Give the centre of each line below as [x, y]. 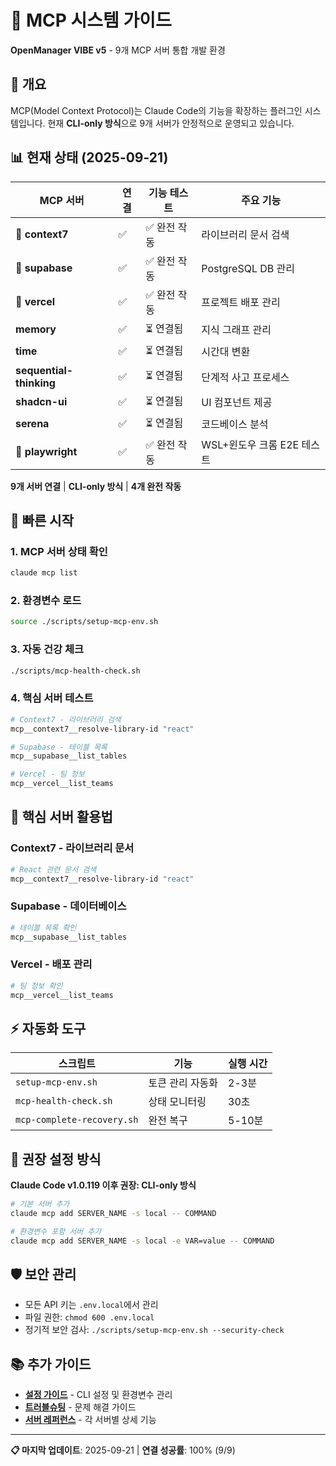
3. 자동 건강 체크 [47, 649]
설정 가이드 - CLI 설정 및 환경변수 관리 [98, 1395]
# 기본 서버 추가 [40, 1204]
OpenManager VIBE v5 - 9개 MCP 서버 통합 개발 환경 [118, 50]
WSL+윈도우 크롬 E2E [250, 444]
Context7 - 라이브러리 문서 [72, 848]
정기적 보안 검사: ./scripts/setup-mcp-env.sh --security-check [154, 1330]
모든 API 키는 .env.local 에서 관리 [91, 1305]
